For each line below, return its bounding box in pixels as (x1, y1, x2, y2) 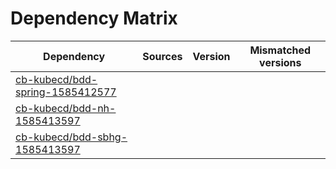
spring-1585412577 (15, 85, 117, 99)
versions (259, 55, 302, 69)
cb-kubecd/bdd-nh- (15, 101, 117, 115)
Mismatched (249, 43, 312, 57)
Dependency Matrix (10, 7, 178, 30)
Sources (142, 49, 183, 63)
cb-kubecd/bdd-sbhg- (15, 130, 128, 144)
